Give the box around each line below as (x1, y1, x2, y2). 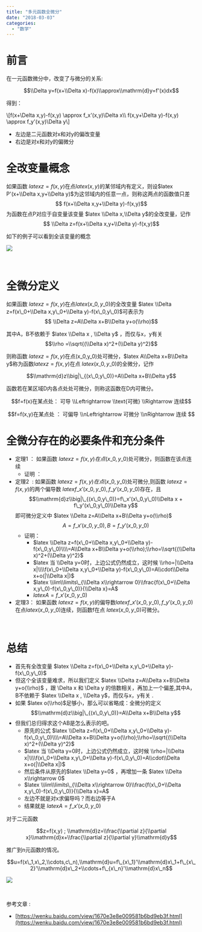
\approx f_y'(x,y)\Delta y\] (6, 118, 71, 125)
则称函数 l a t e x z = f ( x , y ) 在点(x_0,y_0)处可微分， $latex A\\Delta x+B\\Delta (6, 352, 188, 360)
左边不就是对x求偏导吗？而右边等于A (24, 795, 116, 802)
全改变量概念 (6, 162, 71, 176)
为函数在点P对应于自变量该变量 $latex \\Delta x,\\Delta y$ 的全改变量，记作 (6, 210, 191, 218)
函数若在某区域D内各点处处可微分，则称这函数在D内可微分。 (6, 385, 157, 392)
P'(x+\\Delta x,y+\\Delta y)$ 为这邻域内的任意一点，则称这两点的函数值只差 (6, 190, 191, 197)
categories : (6, 20, 36, 26)
